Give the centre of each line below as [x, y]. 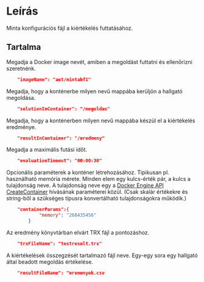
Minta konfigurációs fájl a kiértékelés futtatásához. [70, 28]
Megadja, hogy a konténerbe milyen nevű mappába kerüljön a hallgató [94, 91]
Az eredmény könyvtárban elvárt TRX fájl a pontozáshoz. [78, 232]
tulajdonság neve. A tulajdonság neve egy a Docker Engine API [85, 185]
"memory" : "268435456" [68, 215]
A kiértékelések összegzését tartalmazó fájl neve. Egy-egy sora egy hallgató [102, 255]
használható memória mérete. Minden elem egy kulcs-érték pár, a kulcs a [98, 179]
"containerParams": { [43, 210]
